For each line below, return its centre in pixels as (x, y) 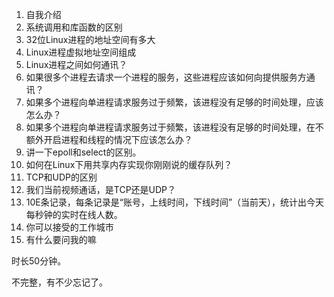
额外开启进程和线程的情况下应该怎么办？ (109, 139)
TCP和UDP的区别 (61, 177)
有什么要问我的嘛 (61, 239)
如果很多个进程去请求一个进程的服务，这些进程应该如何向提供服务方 (166, 77)
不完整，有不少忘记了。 (59, 282)
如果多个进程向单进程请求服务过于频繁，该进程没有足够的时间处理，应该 (174, 102)
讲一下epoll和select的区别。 (83, 152)
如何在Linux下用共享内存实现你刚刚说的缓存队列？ (129, 164)
